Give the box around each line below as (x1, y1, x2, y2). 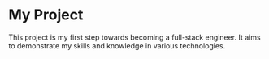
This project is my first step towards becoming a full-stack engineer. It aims (8, 32, 262, 42)
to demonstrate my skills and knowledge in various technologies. (8, 40, 226, 50)
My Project (8, 6, 84, 24)
